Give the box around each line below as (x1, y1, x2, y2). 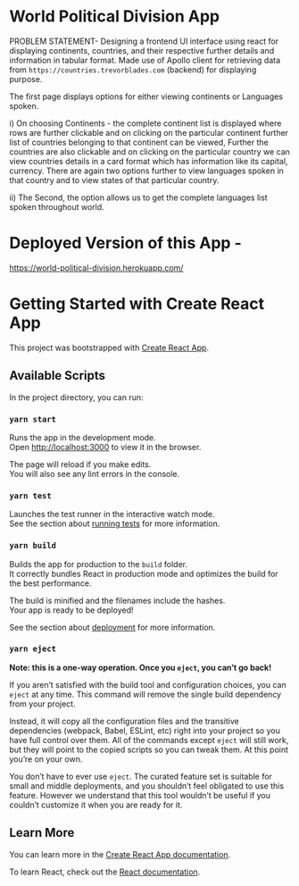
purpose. (9, 73, 43, 84)
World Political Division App (9, 6, 220, 27)
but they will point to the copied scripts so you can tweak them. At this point (9, 744, 288, 755)
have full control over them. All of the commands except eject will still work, (9, 734, 289, 745)
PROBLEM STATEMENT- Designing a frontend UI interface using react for (9, 36, 279, 46)
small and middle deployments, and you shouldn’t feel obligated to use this (9, 780, 284, 791)
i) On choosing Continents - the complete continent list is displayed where (9, 118, 282, 129)
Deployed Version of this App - (9, 233, 243, 254)
